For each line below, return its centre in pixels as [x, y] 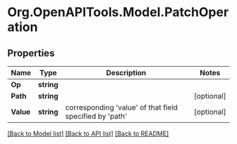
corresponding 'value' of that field [122, 107]
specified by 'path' [96, 116]
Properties [31, 53]
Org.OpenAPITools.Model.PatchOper [118, 12]
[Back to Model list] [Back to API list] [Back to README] [88, 133]
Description [126, 73]
